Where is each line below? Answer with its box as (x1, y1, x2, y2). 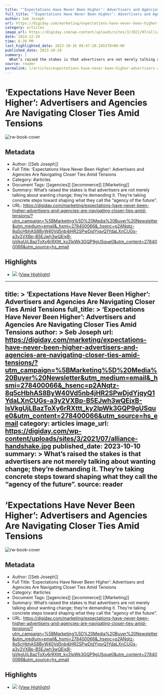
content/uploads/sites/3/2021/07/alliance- (5, 434, 138, 443)
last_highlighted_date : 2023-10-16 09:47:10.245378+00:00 (5, 43, 125, 48)
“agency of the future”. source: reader (5, 480, 123, 488)
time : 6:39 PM (5, 39, 34, 44)
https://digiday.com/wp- (5, 427, 81, 435)
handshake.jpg (5, 442, 52, 450)
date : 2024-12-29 (5, 35, 40, 39)
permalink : (5, 66, 27, 71)
